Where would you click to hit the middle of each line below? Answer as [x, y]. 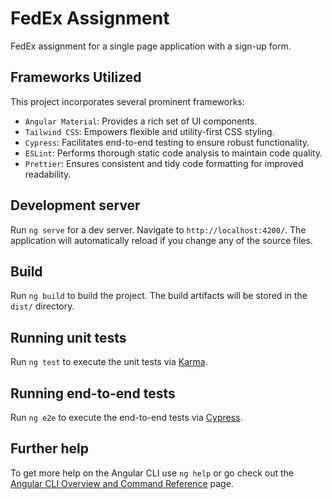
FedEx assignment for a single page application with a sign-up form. [151, 46]
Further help [50, 448]
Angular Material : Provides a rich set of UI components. [141, 121]
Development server [75, 205]
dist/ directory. [42, 306]
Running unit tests [68, 337]
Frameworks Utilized [76, 77]
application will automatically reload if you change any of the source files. [161, 240]
